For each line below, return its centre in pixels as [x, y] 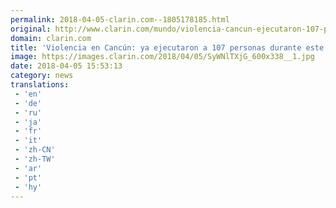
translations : [40, 85]
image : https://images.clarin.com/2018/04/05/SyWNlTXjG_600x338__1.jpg [162, 57]
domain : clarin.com [51, 38]
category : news [42, 76]
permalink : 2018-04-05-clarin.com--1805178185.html [120, 19]
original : [31, 29]
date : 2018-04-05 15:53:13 [66, 66]
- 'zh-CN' [35, 150]
